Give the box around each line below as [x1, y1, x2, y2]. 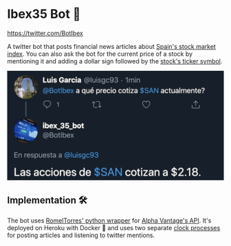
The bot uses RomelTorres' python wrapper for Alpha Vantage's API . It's [7, 216, 212, 225]
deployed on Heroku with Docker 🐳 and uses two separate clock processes [7, 223, 221, 232]
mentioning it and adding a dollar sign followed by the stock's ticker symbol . [7, 57, 223, 65]
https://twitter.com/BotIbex [7, 29, 84, 37]
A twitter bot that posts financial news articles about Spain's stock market [7, 42, 217, 50]
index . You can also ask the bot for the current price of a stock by [7, 50, 193, 58]
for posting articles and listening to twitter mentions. [7, 231, 155, 239]
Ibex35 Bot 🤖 [7, 6, 81, 22]
